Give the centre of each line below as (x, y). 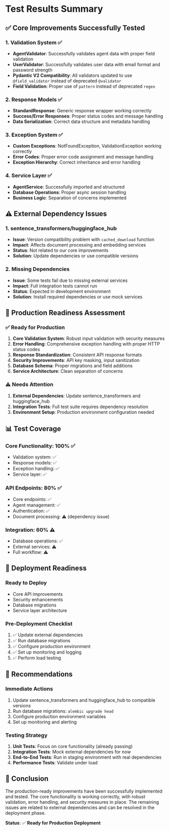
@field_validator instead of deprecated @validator (67, 80)
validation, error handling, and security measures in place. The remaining (82, 802)
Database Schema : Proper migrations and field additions (72, 366)
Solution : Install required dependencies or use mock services (78, 297)
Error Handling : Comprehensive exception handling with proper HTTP (86, 344)
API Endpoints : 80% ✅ (34, 488)
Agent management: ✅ (37, 505)
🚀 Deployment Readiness (46, 568)
